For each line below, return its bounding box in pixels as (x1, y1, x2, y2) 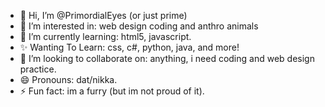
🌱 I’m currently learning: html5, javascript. (19, 31, 192, 42)
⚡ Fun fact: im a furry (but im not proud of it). (19, 85, 205, 97)
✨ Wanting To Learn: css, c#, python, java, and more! (19, 41, 240, 53)
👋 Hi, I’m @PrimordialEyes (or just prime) (19, 10, 188, 21)
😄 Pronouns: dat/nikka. (19, 74, 118, 85)
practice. (19, 63, 57, 75)
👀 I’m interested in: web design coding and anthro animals (19, 20, 259, 32)
